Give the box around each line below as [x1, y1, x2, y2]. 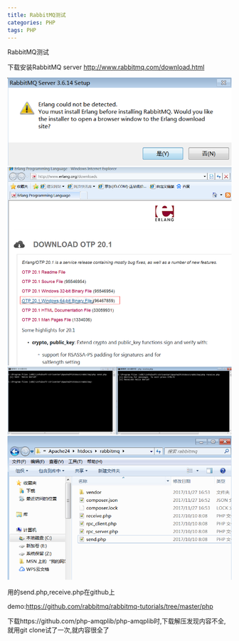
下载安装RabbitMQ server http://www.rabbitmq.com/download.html [7, 63, 205, 71]
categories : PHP [7, 19, 55, 26]
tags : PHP [7, 26, 37, 34]
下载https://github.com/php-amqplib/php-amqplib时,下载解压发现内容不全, [7, 617, 226, 625]
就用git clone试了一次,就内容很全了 [7, 625, 110, 634]
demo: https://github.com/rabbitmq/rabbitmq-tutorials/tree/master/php [7, 602, 213, 610]
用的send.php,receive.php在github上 [7, 588, 115, 596]
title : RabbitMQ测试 [7, 11, 66, 19]
